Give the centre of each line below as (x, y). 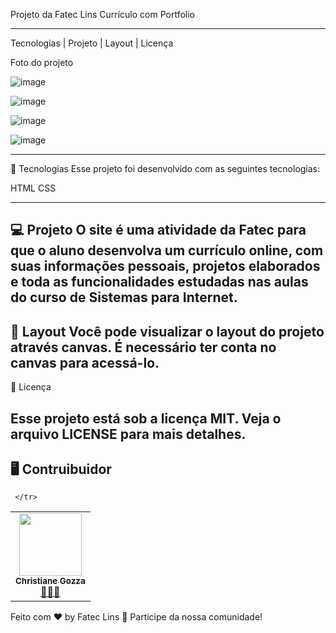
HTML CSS (33, 188)
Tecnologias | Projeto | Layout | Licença (92, 43)
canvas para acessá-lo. (85, 362)
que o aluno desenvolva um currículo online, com (167, 250)
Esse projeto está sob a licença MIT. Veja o (146, 418)
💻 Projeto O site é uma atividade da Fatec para (158, 230)
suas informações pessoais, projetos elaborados (165, 266)
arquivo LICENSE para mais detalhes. (128, 434)
